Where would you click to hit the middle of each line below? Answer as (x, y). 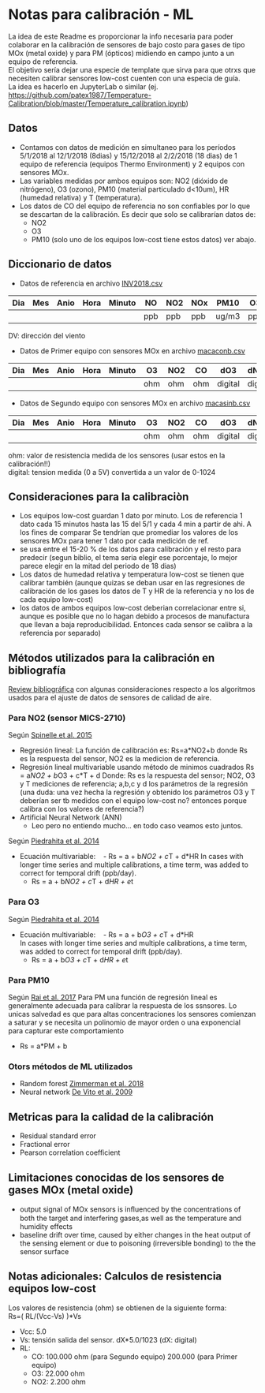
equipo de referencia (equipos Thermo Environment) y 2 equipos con (132, 164)
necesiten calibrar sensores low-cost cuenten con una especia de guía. (124, 78)
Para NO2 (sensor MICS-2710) (67, 718)
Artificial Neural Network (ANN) (71, 817)
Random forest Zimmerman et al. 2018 (82, 1084)
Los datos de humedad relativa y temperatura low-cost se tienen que (132, 574)
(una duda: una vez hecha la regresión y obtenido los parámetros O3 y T (137, 792)
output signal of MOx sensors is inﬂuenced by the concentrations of (130, 1209)
